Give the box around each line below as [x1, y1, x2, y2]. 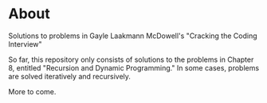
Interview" [8, 39, 42, 48]
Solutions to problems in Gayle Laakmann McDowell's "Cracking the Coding [8, 31, 257, 40]
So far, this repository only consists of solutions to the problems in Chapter [8, 55, 254, 64]
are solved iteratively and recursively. [8, 71, 132, 81]
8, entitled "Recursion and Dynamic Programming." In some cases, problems [8, 63, 260, 72]
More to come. [8, 86, 57, 96]
